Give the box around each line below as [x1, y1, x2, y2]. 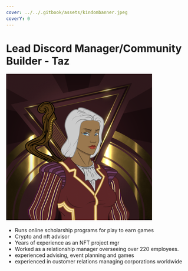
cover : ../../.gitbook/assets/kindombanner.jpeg [6, 9, 128, 15]
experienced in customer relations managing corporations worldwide [14, 258, 183, 265]
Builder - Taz [6, 54, 70, 68]
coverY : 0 [6, 15, 31, 22]
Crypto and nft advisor [14, 233, 70, 240]
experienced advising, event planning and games [14, 252, 134, 259]
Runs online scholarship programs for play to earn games [14, 227, 154, 234]
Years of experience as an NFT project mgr [14, 239, 120, 246]
